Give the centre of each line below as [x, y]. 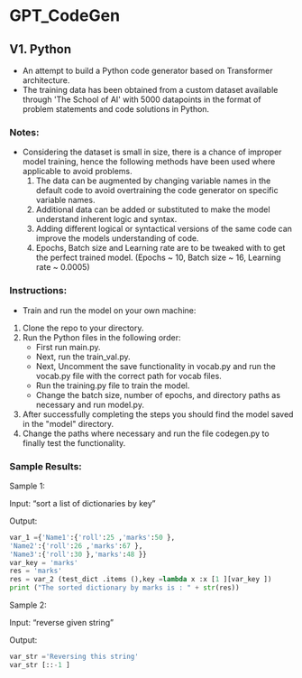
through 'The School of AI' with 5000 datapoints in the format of [142, 99]
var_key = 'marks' [44, 562]
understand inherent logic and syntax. [106, 219]
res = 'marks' [36, 571]
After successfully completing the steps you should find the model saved [158, 414]
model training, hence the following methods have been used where [149, 162]
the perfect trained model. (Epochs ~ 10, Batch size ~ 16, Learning [158, 257]
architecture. [46, 80]
